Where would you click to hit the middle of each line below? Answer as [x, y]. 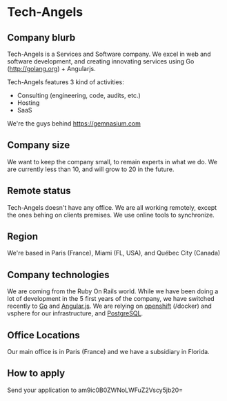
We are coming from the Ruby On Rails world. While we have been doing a [113, 291]
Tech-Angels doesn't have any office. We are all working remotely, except [112, 207]
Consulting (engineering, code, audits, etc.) [79, 95]
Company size [39, 145]
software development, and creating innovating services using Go [101, 61]
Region [22, 236]
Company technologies [58, 274]
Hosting [28, 103]
